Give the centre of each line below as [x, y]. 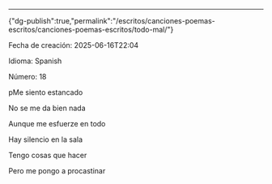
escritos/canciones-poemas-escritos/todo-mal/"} [91, 30]
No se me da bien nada [47, 108]
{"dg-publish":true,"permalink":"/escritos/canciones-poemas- [112, 21]
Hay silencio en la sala [46, 139]
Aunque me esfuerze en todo [57, 124]
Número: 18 [28, 77]
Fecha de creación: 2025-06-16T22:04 [74, 45]
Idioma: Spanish [35, 61]
